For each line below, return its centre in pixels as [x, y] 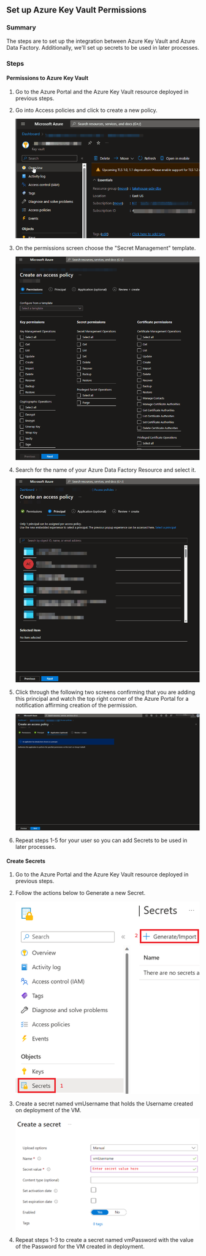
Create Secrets [26, 861]
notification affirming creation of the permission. [76, 705]
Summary [21, 28]
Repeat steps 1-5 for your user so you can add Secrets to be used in [101, 840]
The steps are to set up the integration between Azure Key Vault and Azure [101, 41]
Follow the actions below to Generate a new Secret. [80, 893]
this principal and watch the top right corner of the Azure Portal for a [102, 699]
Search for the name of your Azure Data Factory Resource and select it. [105, 470]
